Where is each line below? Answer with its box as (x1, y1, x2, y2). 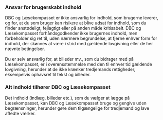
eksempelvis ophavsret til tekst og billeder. (5, 72, 91, 78)
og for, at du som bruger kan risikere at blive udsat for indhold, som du (5, 20, 146, 26)
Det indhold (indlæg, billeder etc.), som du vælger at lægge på (5, 95, 130, 101)
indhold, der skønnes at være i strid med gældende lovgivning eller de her (5, 41, 153, 47)
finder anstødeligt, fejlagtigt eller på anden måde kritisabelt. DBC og (5, 25, 141, 31)
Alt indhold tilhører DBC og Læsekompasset (5, 84, 111, 91)
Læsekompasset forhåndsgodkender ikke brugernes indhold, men (5, 31, 138, 36)
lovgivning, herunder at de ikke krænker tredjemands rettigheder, (5, 67, 136, 72)
